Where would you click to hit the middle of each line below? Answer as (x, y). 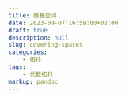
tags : (17, 67)
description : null (38, 38)
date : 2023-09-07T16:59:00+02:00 (63, 23)
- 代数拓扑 (38, 74)
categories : (28, 52)
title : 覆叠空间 (32, 15)
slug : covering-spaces (46, 45)
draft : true (28, 30)
